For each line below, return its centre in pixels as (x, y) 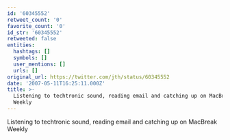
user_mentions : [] (40, 64)
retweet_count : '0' (35, 20)
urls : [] (26, 70)
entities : (21, 45)
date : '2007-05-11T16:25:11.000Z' (56, 83)
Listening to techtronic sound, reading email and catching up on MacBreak (112, 122)
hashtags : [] (32, 52)
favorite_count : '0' (37, 26)
